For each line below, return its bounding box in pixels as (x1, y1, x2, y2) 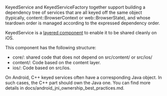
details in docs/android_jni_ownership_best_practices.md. (5, 85, 125, 91)
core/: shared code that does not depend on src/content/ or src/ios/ (12, 54, 152, 60)
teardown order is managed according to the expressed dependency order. (5, 20, 160, 26)
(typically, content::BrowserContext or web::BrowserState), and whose (5, 15, 150, 20)
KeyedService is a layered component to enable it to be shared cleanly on (5, 30, 157, 35)
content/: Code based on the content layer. (12, 60, 101, 65)
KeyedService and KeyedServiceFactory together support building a (5, 4, 146, 10)
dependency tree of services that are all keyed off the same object (5, 9, 142, 15)
